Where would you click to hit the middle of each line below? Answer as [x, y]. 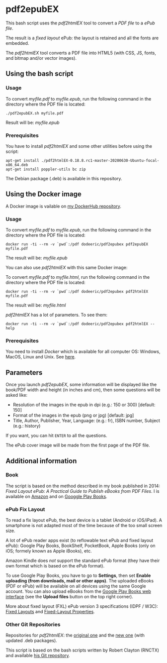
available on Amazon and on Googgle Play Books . [56, 496]
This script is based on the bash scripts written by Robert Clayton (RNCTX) [83, 650]
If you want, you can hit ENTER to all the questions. [56, 436]
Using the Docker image [43, 194]
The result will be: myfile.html [36, 305]
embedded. [17, 43]
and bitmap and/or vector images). [41, 58]
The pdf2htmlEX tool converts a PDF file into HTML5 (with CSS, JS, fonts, [81, 53]
